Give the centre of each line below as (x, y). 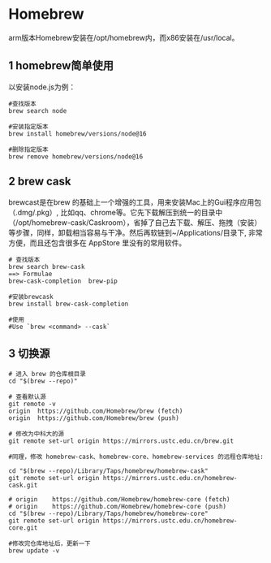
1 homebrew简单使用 (61, 66)
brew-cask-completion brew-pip (63, 281)
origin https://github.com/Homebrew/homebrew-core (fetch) (123, 500)
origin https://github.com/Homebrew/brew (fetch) (96, 411)
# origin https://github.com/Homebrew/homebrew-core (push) (118, 507)
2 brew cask (40, 182)
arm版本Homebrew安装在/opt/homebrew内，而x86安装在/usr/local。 (124, 37)
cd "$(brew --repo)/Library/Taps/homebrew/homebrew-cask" (108, 471)
